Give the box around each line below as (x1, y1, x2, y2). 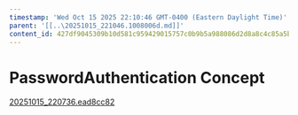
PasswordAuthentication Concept (9, 67, 265, 88)
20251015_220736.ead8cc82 (9, 96, 115, 107)
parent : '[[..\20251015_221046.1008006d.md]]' (9, 21, 184, 30)
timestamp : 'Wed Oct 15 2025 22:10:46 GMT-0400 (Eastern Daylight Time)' (9, 12, 288, 22)
